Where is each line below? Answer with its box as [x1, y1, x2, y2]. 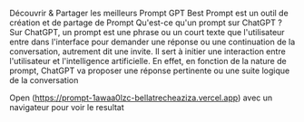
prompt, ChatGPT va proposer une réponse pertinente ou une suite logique [9, 65, 290, 76]
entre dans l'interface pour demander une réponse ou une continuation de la [9, 36, 296, 47]
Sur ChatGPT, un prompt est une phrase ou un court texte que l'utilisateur [9, 27, 285, 37]
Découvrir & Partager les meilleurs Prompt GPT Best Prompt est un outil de [9, 8, 289, 18]
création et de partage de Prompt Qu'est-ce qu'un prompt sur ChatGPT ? [9, 17, 283, 28]
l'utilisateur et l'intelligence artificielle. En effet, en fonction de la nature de [9, 56, 288, 66]
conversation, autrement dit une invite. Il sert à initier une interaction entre [9, 46, 286, 57]
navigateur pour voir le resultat [9, 102, 124, 112]
